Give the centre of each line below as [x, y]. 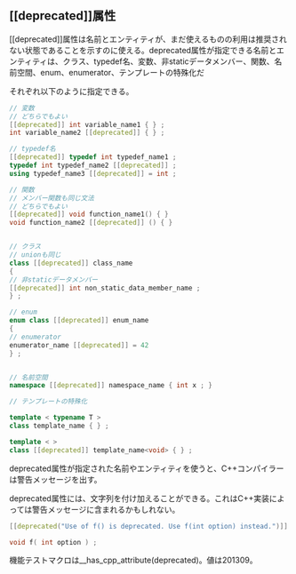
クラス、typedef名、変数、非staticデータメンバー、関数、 [168, 61]
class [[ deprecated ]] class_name [71, 263]
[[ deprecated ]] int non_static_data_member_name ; [105, 288]
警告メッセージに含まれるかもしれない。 [106, 509]
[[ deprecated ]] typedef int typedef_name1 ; [93, 157]
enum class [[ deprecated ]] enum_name [79, 321]
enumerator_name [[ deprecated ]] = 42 [79, 345]
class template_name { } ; [59, 426]
